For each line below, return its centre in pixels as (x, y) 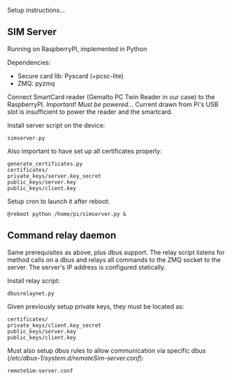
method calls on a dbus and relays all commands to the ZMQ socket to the (114, 260)
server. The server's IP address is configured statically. (87, 267)
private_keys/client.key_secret (54, 325)
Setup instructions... (36, 10)
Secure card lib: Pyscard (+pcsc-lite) (71, 75)
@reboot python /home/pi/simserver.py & (67, 214)
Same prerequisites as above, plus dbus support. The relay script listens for (116, 252)
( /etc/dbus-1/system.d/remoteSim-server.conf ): (76, 358)
